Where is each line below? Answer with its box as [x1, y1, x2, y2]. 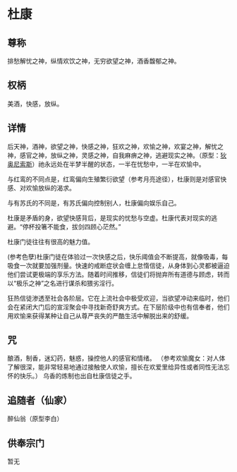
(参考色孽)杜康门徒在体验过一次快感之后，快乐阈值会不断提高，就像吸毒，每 [7, 252, 229, 261]
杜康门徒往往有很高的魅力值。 [7, 237, 94, 246]
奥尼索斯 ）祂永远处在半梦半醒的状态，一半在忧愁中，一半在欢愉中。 [7, 159, 205, 168]
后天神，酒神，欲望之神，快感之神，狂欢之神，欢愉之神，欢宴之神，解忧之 [7, 142, 224, 150]
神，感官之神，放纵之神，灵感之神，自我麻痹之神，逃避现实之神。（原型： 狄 [7, 151, 227, 159]
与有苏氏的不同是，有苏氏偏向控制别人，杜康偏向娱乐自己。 [7, 198, 181, 207]
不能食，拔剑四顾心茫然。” [47, 222, 121, 231]
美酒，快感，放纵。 [7, 99, 63, 108]
